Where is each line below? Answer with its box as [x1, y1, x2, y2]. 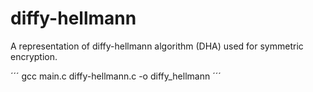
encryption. [10, 50, 58, 62]
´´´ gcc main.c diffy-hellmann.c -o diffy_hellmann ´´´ [10, 70, 222, 82]
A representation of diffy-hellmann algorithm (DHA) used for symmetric [10, 40, 304, 52]
